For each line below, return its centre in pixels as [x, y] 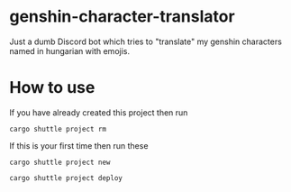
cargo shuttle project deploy [66, 178]
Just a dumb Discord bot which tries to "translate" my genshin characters [145, 41]
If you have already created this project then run [99, 112]
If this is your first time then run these [79, 145]
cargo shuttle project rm [58, 129]
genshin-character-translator [123, 17]
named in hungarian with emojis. [70, 50]
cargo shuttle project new [60, 162]
